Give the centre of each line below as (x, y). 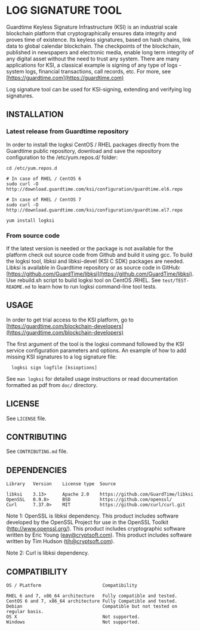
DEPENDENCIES (37, 470)
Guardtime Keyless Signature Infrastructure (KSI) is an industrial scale (92, 27)
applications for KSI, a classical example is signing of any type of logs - (94, 65)
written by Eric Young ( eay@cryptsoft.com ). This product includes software (99, 535)
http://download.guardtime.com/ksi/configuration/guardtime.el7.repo (95, 210)
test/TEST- (176, 281)
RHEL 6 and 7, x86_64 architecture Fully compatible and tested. (92, 596)
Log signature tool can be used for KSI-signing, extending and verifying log (99, 89)
